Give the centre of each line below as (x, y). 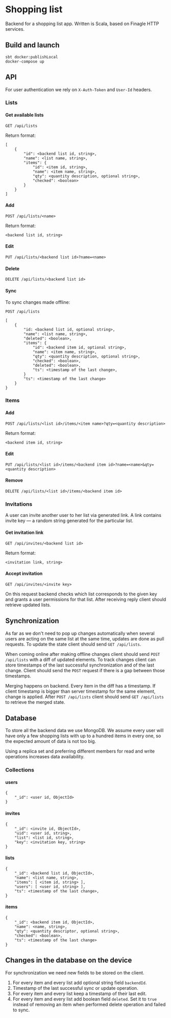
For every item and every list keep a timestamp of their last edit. (80, 993)
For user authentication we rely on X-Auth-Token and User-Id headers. (79, 89)
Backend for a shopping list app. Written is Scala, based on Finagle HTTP (82, 24)
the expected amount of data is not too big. (51, 741)
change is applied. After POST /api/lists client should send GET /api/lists (85, 697)
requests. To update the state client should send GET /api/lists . (73, 644)
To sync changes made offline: (38, 302)
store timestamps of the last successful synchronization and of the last (80, 665)
